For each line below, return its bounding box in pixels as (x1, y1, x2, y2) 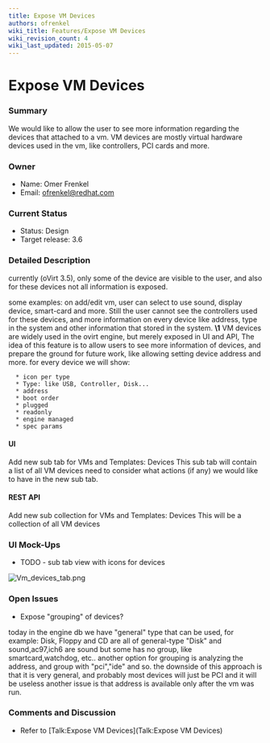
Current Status (8, 207, 68, 218)
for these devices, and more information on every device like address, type (8, 314, 258, 324)
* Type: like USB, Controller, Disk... (15, 380, 150, 388)
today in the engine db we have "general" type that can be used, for (8, 627, 235, 637)
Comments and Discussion (8, 707, 116, 718)
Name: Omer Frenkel (19, 179, 89, 189)
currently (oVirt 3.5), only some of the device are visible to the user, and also (8, 273, 263, 283)
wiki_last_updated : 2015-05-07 (8, 42, 114, 50)
